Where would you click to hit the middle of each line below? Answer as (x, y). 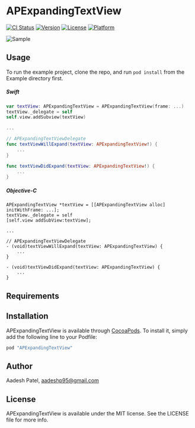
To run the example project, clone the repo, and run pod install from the (95, 72)
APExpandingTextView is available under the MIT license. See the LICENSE (97, 414)
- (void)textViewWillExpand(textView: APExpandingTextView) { (84, 247)
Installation (27, 316)
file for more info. (27, 420)
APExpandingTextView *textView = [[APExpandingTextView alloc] (86, 205)
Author (19, 366)
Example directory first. (35, 78)
